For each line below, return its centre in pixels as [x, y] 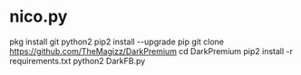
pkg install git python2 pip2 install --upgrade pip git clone [117, 42]
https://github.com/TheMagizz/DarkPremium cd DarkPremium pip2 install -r [151, 51]
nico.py [39, 17]
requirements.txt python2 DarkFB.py [78, 61]
